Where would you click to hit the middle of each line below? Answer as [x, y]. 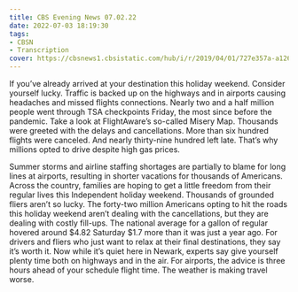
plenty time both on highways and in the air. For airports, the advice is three [147, 261]
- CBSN [21, 42]
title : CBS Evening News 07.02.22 [73, 17]
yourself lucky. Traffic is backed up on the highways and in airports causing [148, 93]
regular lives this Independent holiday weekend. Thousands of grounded [142, 195]
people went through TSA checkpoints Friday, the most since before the [141, 112]
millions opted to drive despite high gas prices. [94, 150]
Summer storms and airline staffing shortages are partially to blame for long [148, 166]
